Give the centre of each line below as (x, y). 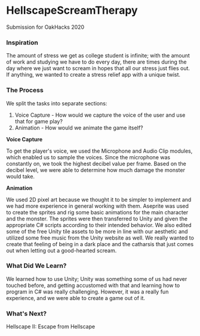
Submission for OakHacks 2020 (45, 27)
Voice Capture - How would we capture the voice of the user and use (100, 115)
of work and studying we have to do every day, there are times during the (96, 62)
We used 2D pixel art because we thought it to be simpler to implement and (99, 199)
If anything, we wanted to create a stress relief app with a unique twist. (93, 75)
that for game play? (39, 121)
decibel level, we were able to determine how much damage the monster (96, 170)
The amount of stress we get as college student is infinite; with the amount (98, 56)
